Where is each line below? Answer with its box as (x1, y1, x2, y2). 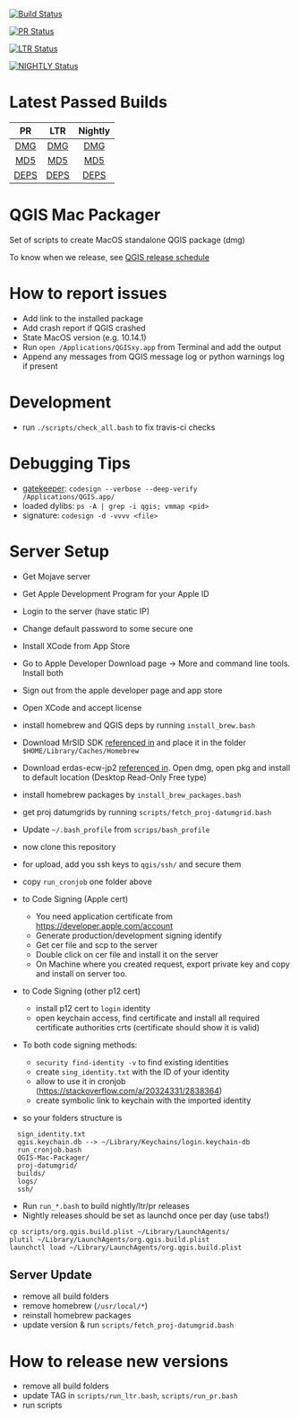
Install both (21, 667, 64, 678)
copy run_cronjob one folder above (21, 876, 152, 887)
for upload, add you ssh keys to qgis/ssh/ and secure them (21, 858, 242, 870)
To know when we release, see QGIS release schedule (9, 251, 210, 262)
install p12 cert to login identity (35, 1003, 150, 1013)
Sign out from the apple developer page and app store (21, 685, 223, 696)
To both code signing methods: (21, 1039, 138, 1050)
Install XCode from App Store (21, 640, 131, 651)
